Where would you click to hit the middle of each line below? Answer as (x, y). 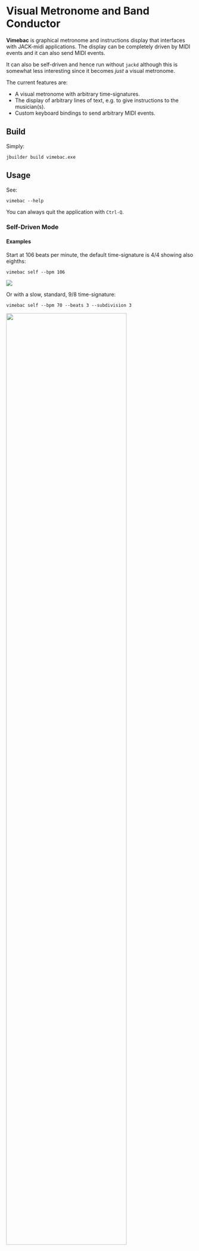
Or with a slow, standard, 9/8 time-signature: (61, 294)
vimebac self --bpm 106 (36, 272)
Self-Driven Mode (32, 227)
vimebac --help (25, 201)
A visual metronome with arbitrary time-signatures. (77, 94)
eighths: (16, 261)
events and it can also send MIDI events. (56, 53)
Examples (19, 242)
